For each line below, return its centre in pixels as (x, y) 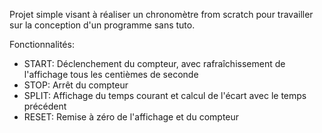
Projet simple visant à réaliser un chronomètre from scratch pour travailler (161, 14)
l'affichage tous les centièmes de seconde (111, 74)
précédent (45, 106)
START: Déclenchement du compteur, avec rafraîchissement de (154, 63)
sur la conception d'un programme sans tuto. (102, 25)
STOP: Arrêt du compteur (76, 85)
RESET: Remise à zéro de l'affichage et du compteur (131, 117)
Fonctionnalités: (42, 44)
